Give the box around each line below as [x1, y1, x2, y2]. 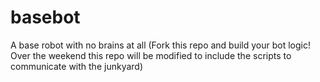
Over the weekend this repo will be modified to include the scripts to [10, 49, 292, 61]
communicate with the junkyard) [10, 60, 144, 72]
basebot [10, 6, 81, 29]
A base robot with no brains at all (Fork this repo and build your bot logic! [10, 39, 312, 51]
